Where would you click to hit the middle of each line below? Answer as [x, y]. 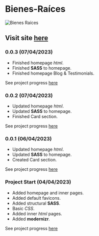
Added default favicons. [37, 198]
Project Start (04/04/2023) [38, 182]
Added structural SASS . [36, 203]
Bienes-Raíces [35, 9]
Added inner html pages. [37, 213]
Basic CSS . [23, 208]
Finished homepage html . [38, 63]
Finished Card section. [35, 116]
